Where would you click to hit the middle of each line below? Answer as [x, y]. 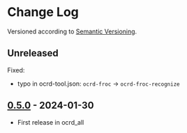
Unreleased [33, 53]
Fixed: [16, 70]
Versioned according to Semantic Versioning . [72, 31]
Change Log [43, 12]
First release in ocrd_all [51, 122]
